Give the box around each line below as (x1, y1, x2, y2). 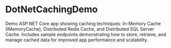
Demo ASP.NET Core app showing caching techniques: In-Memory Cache (5, 20, 161, 27)
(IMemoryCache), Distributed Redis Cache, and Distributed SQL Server (5, 26, 155, 32)
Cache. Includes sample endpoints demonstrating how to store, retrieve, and (5, 31, 166, 37)
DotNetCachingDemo (5, 4, 98, 15)
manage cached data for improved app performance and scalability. (5, 37, 149, 43)
